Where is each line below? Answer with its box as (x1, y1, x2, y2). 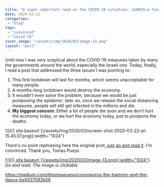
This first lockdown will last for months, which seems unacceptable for (12, 77, 155, 83)
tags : (5, 25, 16, 30)
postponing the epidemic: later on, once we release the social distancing (12, 97, 159, 103)
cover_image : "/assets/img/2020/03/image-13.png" (5, 39, 108, 44)
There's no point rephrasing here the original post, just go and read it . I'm (5, 142, 152, 148)
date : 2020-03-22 (5, 12, 41, 17)
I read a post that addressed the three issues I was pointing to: (5, 67, 131, 73)
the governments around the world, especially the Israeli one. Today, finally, (5, 62, 157, 68)
